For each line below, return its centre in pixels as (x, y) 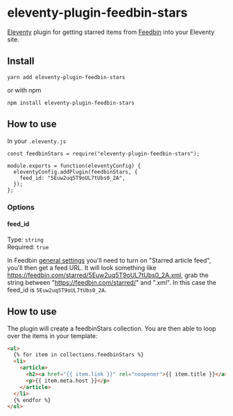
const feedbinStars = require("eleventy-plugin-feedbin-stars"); (103, 153)
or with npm (24, 90)
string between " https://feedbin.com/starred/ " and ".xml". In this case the (112, 282)
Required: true (28, 247)
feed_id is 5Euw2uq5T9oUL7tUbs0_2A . (57, 290)
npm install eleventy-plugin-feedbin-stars (71, 103)
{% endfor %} (32, 400)
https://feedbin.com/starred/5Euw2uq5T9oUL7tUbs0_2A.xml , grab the (108, 275)
